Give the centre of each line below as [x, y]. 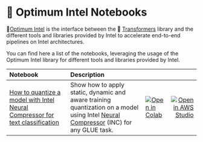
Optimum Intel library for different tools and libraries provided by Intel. [93, 60]
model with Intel [32, 100]
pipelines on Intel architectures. [45, 42]
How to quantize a [35, 92]
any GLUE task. [92, 130]
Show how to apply [98, 85]
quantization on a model [105, 107]
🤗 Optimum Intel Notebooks [77, 12]
